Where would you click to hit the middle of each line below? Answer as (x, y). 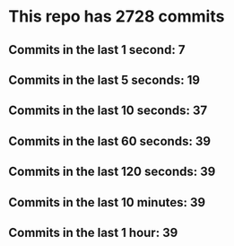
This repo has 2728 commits (117, 17)
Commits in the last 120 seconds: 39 (112, 172)
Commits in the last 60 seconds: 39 (110, 141)
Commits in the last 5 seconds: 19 (104, 79)
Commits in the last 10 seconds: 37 (108, 111)
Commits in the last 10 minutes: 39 (107, 202)
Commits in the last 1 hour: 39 (93, 232)
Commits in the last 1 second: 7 (97, 50)
